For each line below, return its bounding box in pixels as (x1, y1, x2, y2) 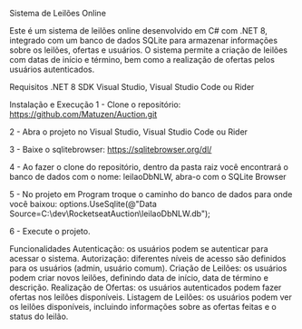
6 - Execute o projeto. (9, 226, 91, 236)
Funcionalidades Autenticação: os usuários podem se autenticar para (9, 244, 269, 254)
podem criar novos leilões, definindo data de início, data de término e (9, 273, 269, 283)
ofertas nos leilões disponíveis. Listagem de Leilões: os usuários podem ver (9, 292, 292, 303)
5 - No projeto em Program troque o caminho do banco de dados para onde (9, 189, 293, 199)
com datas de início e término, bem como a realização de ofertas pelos (9, 55, 275, 65)
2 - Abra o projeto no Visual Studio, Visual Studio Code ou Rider (9, 126, 248, 137)
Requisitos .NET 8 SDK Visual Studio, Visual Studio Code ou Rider (9, 82, 255, 92)
